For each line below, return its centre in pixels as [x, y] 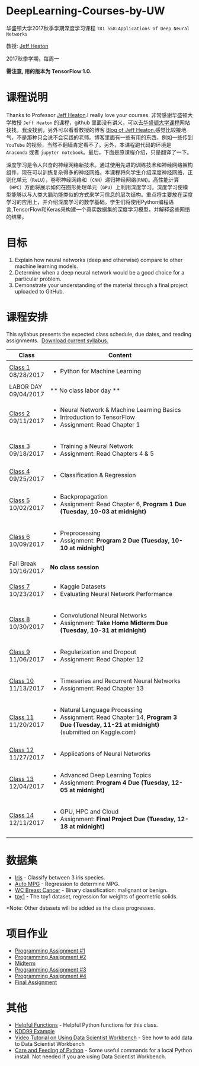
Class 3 [20, 446]
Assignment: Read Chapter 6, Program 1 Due [123, 504]
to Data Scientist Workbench [49, 1043]
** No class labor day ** [85, 390]
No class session [75, 567]
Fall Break [23, 563]
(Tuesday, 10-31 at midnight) [103, 630]
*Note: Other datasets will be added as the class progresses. [81, 908]
